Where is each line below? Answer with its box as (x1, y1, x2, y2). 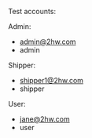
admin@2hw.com (19, 37, 76, 46)
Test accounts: (8, 7, 57, 16)
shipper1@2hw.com (19, 76, 84, 85)
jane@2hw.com (19, 114, 70, 124)
